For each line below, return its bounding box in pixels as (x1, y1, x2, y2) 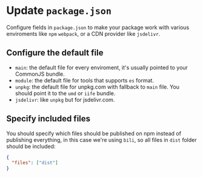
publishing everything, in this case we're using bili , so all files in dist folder (6, 136, 197, 143)
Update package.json (6, 4, 112, 18)
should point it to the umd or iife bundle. (15, 89, 116, 97)
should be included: (6, 142, 56, 150)
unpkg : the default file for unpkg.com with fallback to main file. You (15, 83, 180, 90)
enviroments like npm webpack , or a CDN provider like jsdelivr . (6, 30, 161, 37)
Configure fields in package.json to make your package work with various (6, 24, 190, 31)
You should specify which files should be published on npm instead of (6, 130, 182, 137)
